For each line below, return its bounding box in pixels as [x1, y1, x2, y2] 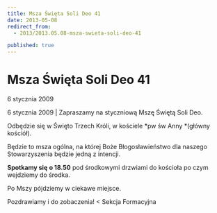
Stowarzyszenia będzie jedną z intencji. [7, 150, 121, 158]
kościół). [7, 129, 32, 137]
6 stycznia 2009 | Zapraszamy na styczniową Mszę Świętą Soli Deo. [7, 108, 203, 117]
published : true [7, 42, 54, 49]
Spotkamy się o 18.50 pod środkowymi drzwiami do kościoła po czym [7, 164, 209, 172]
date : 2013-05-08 [7, 17, 58, 24]
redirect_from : [7, 23, 51, 30]
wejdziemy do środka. [7, 171, 71, 179]
